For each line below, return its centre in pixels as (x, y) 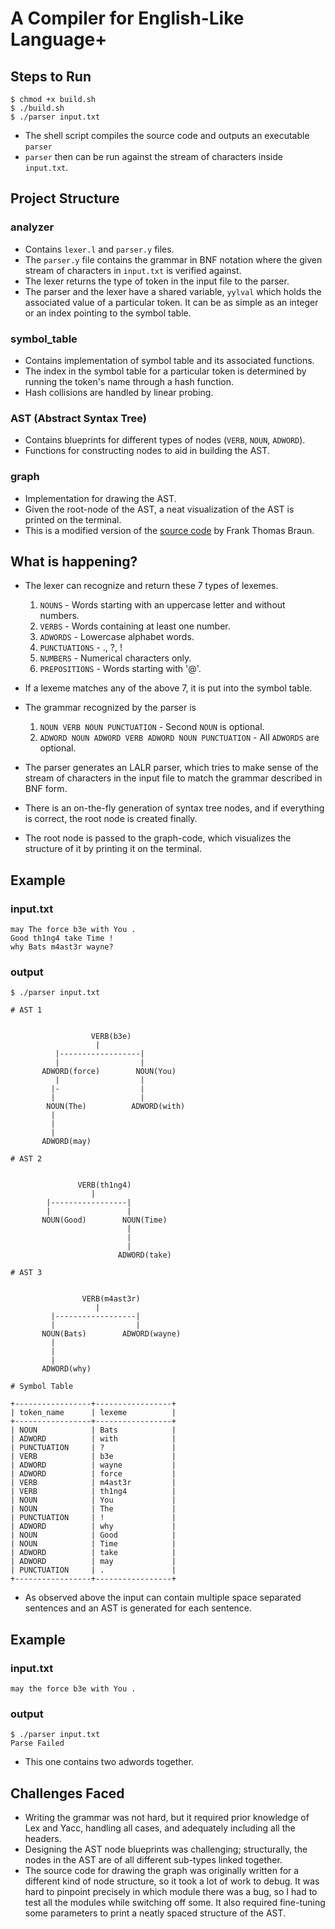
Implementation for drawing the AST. (100, 498)
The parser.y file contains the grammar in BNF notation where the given (173, 259)
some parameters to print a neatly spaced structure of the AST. (155, 1913)
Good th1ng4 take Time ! (62, 938)
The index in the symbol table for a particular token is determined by (165, 371)
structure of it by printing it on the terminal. (113, 849)
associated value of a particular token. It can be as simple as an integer (171, 302)
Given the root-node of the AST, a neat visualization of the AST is (159, 509)
